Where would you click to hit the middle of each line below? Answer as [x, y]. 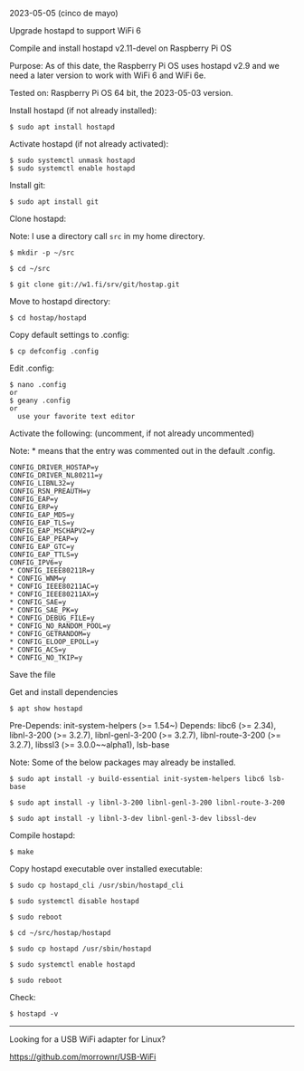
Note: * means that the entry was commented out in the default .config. [142, 451]
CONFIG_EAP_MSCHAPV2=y [52, 531]
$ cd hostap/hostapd [48, 318]
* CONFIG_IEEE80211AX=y [54, 594]
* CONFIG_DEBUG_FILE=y [52, 618]
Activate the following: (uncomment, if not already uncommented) [132, 433]
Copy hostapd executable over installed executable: [106, 868]
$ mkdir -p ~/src [42, 253]
